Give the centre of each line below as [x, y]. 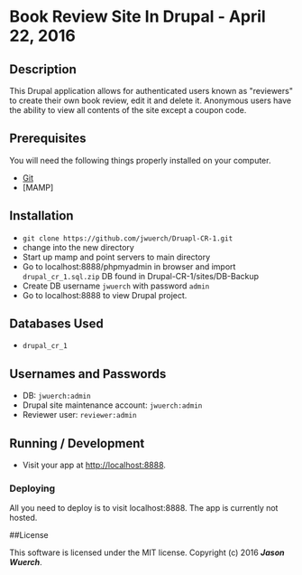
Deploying [32, 488]
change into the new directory [78, 247]
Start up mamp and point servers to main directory [116, 257]
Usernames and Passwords [88, 374]
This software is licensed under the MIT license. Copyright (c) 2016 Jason [147, 552]
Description [43, 69]
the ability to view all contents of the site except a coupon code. [128, 110]
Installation [41, 216]
